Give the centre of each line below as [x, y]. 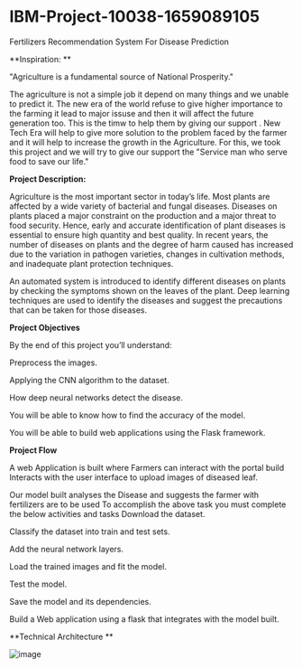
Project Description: [48, 179]
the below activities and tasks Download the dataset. [107, 513]
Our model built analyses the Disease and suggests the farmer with [134, 494]
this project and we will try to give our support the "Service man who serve [149, 152]
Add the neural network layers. [67, 549]
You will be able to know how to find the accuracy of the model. [128, 415]
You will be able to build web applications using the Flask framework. [137, 432]
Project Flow [33, 450]
